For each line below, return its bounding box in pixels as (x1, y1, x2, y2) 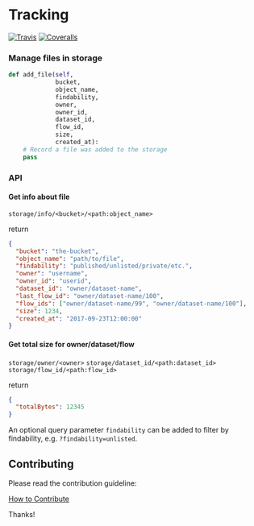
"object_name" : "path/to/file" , (15, 255, 125, 263)
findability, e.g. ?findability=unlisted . (8, 433, 138, 444)
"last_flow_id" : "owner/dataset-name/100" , (15, 292, 164, 300)
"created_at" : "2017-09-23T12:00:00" (15, 314, 143, 323)
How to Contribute (8, 494, 70, 503)
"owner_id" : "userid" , (15, 277, 92, 285)
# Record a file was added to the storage (23, 145, 168, 154)
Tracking (8, 6, 69, 24)
